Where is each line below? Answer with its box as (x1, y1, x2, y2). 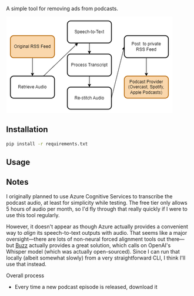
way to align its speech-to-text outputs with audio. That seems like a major (6, 229, 188, 236)
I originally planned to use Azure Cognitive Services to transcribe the (6, 192, 173, 199)
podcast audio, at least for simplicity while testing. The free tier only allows (6, 199, 188, 206)
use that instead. (6, 260, 47, 267)
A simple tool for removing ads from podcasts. (6, 5, 119, 12)
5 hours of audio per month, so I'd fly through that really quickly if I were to (6, 205, 188, 212)
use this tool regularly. (6, 211, 60, 218)
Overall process (6, 272, 45, 279)
